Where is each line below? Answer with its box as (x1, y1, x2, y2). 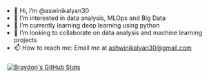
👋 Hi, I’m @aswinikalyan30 (13, 7, 90, 14)
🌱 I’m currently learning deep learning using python (13, 21, 160, 29)
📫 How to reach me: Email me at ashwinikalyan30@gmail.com (13, 43, 192, 52)
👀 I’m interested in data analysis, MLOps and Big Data (13, 14, 166, 22)
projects (13, 36, 38, 44)
